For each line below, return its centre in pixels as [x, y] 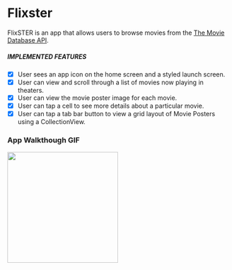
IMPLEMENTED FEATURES [47, 56]
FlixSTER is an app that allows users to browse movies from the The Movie [116, 33]
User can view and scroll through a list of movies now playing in [110, 82]
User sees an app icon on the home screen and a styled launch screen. [121, 74]
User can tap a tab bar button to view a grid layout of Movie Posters [116, 114]
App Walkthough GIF [43, 140]
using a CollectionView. [52, 122]
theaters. [31, 91]
